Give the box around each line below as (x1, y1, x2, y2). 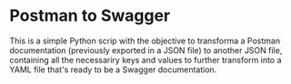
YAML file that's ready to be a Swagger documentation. (9, 64, 217, 75)
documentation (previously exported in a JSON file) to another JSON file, (9, 44, 283, 55)
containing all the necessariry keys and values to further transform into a (9, 54, 282, 65)
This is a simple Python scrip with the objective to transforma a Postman (9, 35, 280, 46)
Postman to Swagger (9, 5, 171, 26)
